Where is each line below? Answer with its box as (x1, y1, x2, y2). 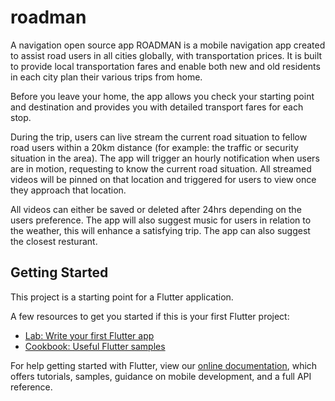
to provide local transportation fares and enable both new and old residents (10, 60, 321, 72)
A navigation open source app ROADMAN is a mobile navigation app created (10, 39, 326, 51)
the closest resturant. (10, 235, 98, 247)
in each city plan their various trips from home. (10, 71, 203, 83)
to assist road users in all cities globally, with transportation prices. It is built (10, 49, 323, 61)
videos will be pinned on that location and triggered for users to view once (10, 173, 317, 185)
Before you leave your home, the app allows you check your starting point (10, 90, 315, 102)
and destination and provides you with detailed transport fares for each (10, 101, 304, 113)
